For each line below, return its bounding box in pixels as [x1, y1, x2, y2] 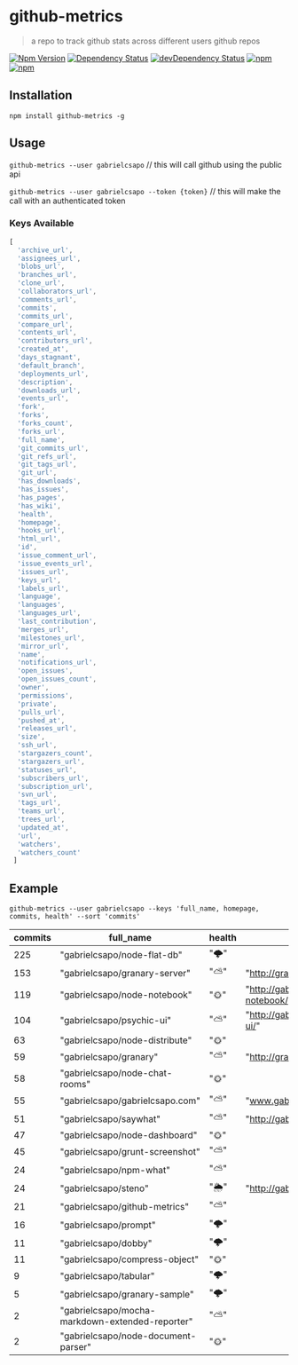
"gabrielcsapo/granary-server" [59, 967, 191, 979]
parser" [59, 1341, 91, 1353]
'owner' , [17, 683, 50, 692]
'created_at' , [17, 344, 69, 354]
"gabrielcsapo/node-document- [59, 1329, 197, 1342]
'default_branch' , [17, 361, 86, 370]
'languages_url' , [17, 609, 82, 618]
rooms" [59, 1078, 91, 1091]
